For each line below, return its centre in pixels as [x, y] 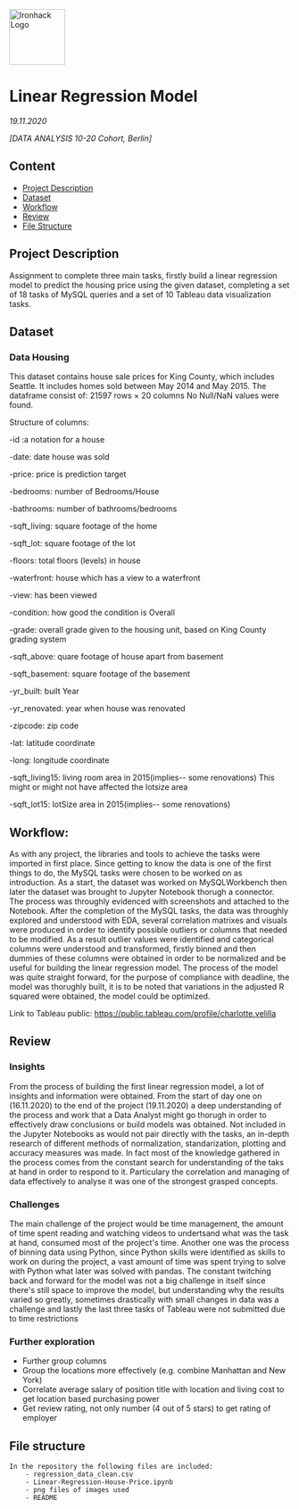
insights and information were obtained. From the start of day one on [136, 1096]
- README [42, 1498]
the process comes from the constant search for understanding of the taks [146, 1162]
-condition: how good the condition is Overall [92, 613]
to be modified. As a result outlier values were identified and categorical [141, 940]
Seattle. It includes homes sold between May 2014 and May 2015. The [138, 386]
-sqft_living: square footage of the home [83, 526]
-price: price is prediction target [68, 474]
